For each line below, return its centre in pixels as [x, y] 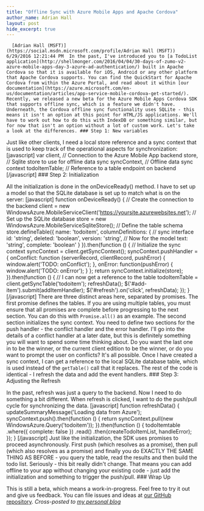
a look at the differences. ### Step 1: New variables [77, 131]
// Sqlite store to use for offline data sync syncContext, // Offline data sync [100, 162]
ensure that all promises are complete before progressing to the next [93, 310]
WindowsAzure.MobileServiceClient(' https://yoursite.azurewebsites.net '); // [101, 213]
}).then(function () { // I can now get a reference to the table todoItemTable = [102, 277]
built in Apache [163, 67]
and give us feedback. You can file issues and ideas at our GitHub [89, 495]
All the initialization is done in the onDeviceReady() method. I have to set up [101, 187]
